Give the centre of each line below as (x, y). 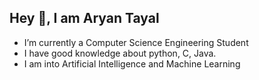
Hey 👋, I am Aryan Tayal (84, 18)
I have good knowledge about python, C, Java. (120, 53)
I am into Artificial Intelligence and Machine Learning (132, 63)
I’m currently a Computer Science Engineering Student (136, 42)
